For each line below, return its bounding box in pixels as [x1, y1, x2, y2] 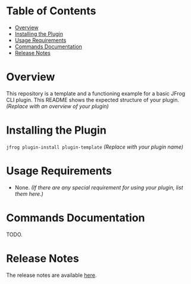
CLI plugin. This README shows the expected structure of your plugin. [6, 96, 180, 103]
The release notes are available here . [6, 271, 97, 279]
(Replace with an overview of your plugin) [6, 103, 109, 110]
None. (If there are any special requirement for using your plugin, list [14, 184, 183, 191]
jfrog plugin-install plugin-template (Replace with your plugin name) [6, 143, 183, 150]
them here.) [14, 190, 43, 197]
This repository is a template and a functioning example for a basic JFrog [6, 89, 186, 97]
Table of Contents [6, 4, 96, 18]
